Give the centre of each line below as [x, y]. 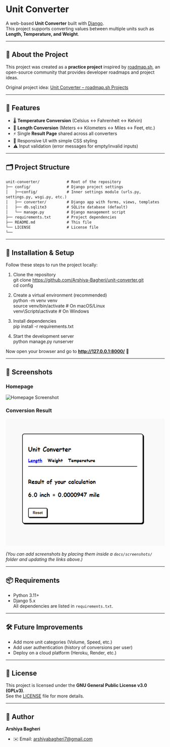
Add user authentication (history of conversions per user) [73, 647]
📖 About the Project [37, 55]
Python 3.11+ [26, 595]
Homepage [19, 386]
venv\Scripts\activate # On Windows [51, 311]
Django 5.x [24, 601]
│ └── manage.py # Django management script [66, 212]
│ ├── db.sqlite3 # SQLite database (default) [67, 207]
